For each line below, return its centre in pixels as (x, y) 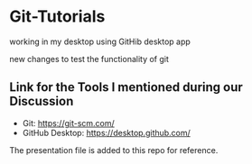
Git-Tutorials (57, 17)
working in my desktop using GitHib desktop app (100, 41)
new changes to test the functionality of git (89, 59)
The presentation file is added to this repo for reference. (114, 150)
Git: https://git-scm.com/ (68, 123)
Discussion (42, 101)
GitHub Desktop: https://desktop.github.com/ (107, 132)
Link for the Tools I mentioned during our (126, 87)
